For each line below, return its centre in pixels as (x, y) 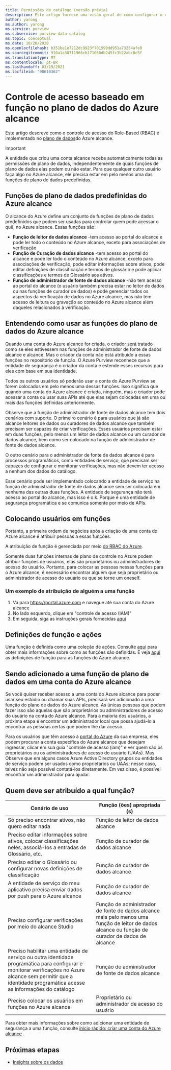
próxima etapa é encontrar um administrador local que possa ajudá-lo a (80, 721)
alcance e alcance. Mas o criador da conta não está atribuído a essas (78, 354)
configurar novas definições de (45, 869)
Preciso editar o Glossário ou (42, 862)
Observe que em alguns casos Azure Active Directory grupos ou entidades (84, 758)
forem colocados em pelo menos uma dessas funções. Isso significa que (82, 386)
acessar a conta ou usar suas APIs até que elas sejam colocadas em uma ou (85, 397)
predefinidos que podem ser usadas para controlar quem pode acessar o (82, 221)
